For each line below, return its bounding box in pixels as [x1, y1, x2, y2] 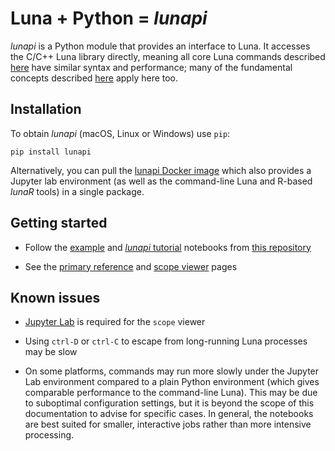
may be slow [24, 346, 78, 358]
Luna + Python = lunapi [10, 7, 208, 30]
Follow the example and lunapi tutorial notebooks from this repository [24, 241, 312, 253]
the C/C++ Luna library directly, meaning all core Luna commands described [10, 50, 326, 62]
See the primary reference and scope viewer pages [24, 260, 238, 272]
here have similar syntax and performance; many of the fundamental [10, 61, 293, 73]
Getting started [10, 215, 108, 232]
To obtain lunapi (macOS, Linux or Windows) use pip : [10, 127, 231, 139]
